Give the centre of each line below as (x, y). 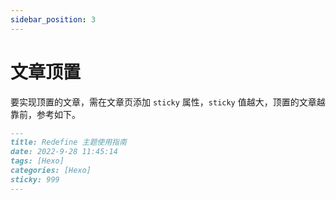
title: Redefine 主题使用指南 (68, 142)
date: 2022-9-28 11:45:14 (64, 152)
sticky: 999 (35, 179)
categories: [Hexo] (51, 171)
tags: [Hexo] (37, 161)
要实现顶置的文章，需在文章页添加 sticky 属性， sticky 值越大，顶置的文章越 (168, 102)
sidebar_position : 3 (53, 19)
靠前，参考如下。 (45, 114)
